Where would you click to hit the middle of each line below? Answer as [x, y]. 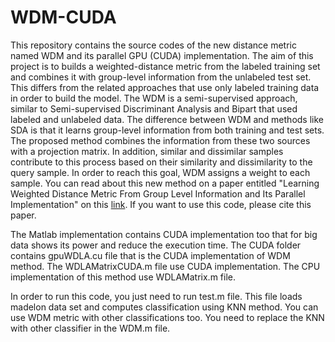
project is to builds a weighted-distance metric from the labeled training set [165, 66]
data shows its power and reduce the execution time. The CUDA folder [156, 245]
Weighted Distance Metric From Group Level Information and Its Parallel [158, 193]
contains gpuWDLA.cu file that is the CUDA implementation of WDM [150, 255]
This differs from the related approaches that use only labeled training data [165, 87]
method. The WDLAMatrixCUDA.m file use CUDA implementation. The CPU [165, 266]
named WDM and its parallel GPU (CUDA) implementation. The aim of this [162, 55]
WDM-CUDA [63, 17]
